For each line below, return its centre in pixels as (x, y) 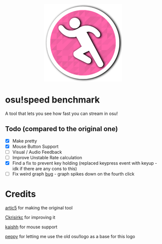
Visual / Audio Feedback (37, 152)
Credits (20, 194)
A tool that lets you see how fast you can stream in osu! (61, 113)
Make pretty (24, 141)
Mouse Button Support (35, 146)
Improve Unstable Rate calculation (47, 157)
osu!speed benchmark (53, 100)
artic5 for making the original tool (39, 208)
